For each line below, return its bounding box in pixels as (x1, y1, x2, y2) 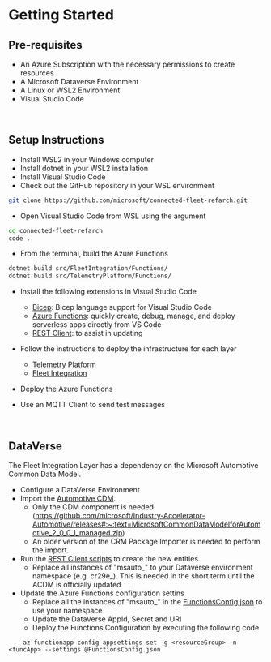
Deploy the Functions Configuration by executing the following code (32, 623, 260, 632)
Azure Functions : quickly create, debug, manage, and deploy (32, 311, 236, 321)
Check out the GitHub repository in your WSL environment (19, 180, 215, 190)
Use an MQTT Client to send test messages (19, 400, 166, 410)
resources (19, 68, 54, 78)
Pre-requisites (8, 38, 83, 52)
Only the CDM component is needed (32, 502, 155, 512)
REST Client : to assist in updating (32, 329, 143, 338)
